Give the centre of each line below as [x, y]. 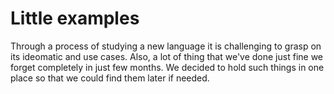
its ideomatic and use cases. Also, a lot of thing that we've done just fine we [167, 56]
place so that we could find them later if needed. [110, 78]
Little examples [75, 18]
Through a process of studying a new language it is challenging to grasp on [166, 46]
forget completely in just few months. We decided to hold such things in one [167, 67]
